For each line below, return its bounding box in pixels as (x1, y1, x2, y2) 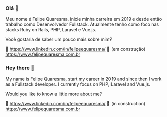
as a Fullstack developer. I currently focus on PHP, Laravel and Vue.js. (5, 81, 150, 87)
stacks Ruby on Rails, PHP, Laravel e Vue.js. (5, 27, 97, 33)
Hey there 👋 (5, 64, 34, 71)
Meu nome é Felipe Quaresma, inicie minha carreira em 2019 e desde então (5, 16, 162, 22)
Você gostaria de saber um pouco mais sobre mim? (5, 36, 113, 42)
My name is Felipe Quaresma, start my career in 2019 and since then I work (5, 76, 162, 82)
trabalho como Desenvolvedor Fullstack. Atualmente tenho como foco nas (5, 21, 159, 27)
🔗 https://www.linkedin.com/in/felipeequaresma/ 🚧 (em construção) (5, 46, 146, 52)
